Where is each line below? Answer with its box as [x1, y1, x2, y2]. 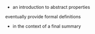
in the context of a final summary [12, 23, 81, 29]
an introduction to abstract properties [12, 4, 90, 10]
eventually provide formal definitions [5, 14, 81, 19]
